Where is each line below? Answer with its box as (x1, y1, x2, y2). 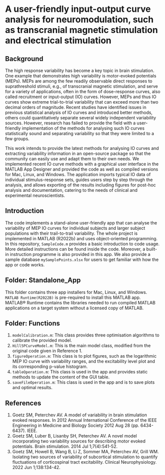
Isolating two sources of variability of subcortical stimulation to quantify (12, 454, 158, 460)
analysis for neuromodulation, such (5, 14, 154, 25)
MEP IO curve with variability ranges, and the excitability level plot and (12, 359, 155, 365)
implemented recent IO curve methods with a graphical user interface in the (5, 161, 159, 167)
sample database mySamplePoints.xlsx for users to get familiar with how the (5, 256, 159, 262)
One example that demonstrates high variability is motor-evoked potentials (5, 73, 157, 78)
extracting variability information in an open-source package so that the (5, 150, 151, 156)
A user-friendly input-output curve (5, 3, 151, 15)
